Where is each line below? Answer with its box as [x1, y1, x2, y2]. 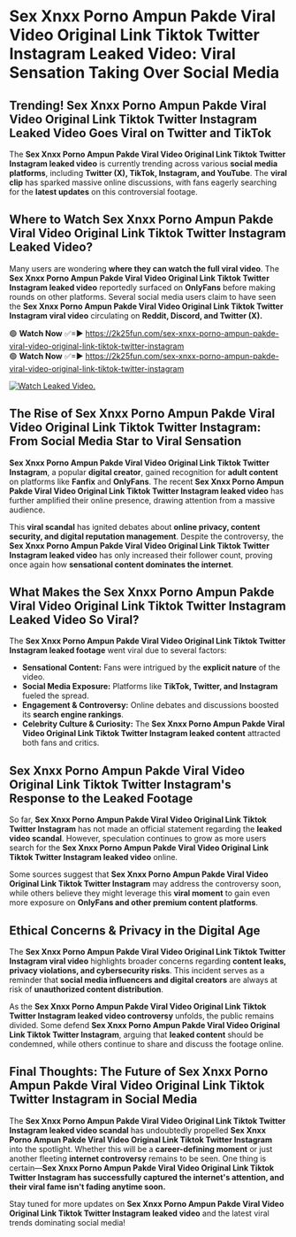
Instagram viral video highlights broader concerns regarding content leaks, [9, 956, 287, 966]
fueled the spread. [21, 690, 90, 701]
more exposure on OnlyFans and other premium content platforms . [9, 897, 259, 908]
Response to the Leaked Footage [9, 790, 194, 806]
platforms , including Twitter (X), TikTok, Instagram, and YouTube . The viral [9, 168, 287, 178]
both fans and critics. [21, 737, 100, 749]
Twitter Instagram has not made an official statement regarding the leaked [9, 824, 283, 834]
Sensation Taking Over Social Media [9, 63, 280, 83]
